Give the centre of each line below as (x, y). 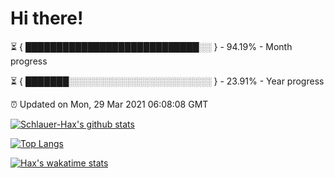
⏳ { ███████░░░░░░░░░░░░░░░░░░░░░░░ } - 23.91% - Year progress (167, 81)
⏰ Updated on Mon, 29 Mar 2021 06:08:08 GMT (109, 104)
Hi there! (47, 18)
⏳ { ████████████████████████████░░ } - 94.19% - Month (151, 46)
